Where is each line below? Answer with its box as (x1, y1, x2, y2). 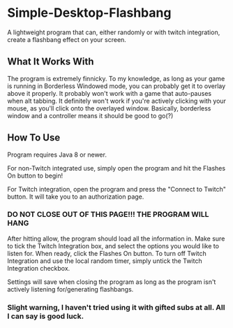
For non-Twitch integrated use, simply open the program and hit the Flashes (7, 164, 225, 172)
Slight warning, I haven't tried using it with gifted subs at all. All (7, 302, 225, 312)
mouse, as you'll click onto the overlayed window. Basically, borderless (7, 104, 211, 113)
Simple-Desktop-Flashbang (7, 5, 172, 21)
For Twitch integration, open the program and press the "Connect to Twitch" (7, 185, 227, 193)
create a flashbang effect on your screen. (7, 35, 127, 43)
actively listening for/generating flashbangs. (7, 285, 134, 293)
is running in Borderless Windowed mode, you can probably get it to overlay (7, 82, 226, 90)
